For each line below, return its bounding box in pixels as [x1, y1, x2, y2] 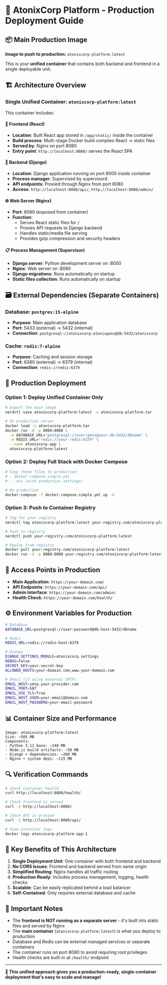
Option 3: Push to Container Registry [5, 504, 96, 511]
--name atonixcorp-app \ [9, 442, 61, 447]
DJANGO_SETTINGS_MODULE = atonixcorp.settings [5, 654, 99, 659]
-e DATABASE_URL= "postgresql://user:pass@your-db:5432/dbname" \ [9, 433, 148, 438]
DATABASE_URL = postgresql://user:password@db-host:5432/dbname [5, 627, 137, 632]
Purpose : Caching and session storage [12, 354, 93, 360]
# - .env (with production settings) [5, 479, 83, 484]
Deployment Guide [5, 15, 84, 26]
